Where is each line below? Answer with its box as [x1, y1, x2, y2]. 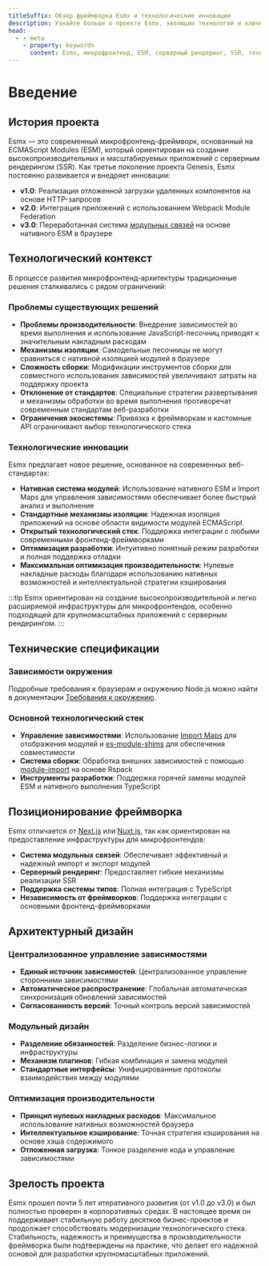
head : [8, 26, 26, 34]
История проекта [8, 115, 100, 129]
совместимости [19, 748, 75, 758]
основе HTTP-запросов [19, 195, 102, 204]
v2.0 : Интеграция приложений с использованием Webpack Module [19, 203, 251, 212]
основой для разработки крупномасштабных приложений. [8, 1249, 211, 1259]
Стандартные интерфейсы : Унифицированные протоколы [19, 1064, 222, 1074]
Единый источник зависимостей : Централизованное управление [19, 967, 247, 976]
